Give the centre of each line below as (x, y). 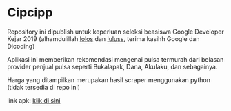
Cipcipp (30, 13)
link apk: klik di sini (34, 100)
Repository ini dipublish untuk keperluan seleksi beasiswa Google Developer (115, 32)
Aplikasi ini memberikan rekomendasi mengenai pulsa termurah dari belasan (115, 59)
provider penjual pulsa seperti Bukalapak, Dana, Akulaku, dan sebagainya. (112, 66)
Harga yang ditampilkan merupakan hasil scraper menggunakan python (109, 79)
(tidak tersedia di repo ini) (44, 87)
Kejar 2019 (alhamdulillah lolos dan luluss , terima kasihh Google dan (103, 38)
